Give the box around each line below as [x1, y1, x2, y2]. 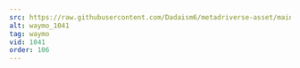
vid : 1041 [9, 37, 46, 47]
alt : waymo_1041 [9, 21, 70, 30]
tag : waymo [9, 29, 50, 38]
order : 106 [9, 46, 50, 55]
